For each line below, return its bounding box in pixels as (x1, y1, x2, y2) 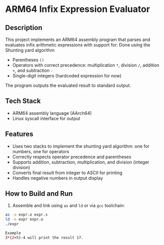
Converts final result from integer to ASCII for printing (12, 170, 123, 176)
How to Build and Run (5, 190, 73, 198)
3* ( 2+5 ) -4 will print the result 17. (5, 235, 84, 240)
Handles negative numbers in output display (12, 175, 103, 181)
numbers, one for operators (12, 148, 69, 154)
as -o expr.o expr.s (5, 212, 48, 218)
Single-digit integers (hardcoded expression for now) (12, 73, 122, 78)
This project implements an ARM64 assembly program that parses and (5, 36, 151, 42)
